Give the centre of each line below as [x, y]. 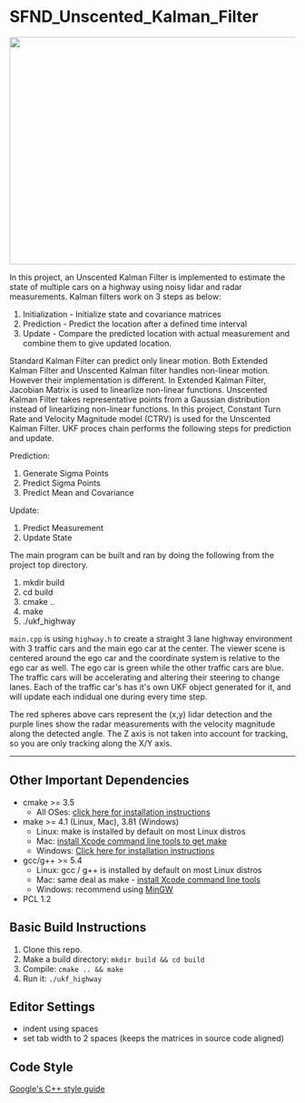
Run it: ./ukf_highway [62, 978]
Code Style [41, 1067]
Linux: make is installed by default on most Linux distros [141, 831]
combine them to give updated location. [97, 343]
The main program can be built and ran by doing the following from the [142, 555]
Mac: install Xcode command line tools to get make [131, 841]
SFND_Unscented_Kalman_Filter [134, 17]
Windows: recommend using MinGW [105, 889]
